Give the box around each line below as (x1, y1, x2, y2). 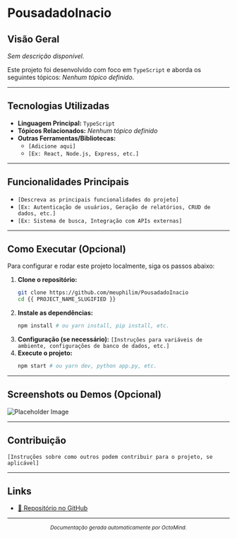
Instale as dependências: (17, 309, 93, 317)
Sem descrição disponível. (7, 52, 85, 60)
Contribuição (7, 435, 67, 447)
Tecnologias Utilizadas (7, 100, 110, 112)
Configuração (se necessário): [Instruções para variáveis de (17, 335, 203, 344)
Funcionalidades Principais (7, 176, 129, 188)
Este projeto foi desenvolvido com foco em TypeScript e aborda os (7, 66, 202, 74)
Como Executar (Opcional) (7, 243, 126, 255)
